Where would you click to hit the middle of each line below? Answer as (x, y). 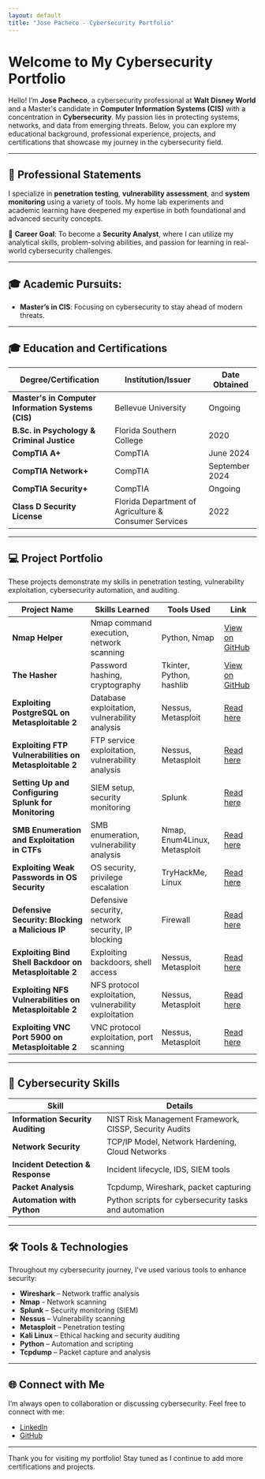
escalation (109, 887)
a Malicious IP (39, 930)
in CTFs (27, 849)
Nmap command (121, 623)
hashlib (175, 685)
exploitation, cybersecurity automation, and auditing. (94, 590)
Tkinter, (176, 665)
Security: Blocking (47, 919)
